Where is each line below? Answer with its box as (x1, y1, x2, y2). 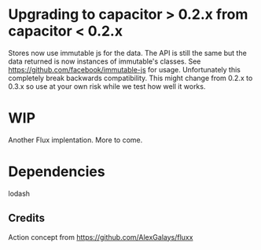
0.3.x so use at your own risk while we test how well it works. (8, 81, 206, 91)
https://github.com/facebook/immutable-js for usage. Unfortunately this (8, 64, 241, 74)
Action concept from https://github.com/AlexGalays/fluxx (8, 232, 193, 241)
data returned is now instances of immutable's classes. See (8, 57, 201, 66)
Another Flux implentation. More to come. (8, 135, 143, 145)
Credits (8, 211, 46, 225)
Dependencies (8, 163, 105, 181)
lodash (8, 189, 30, 198)
